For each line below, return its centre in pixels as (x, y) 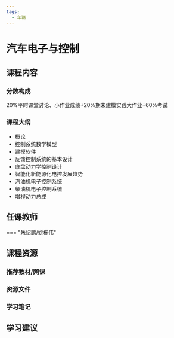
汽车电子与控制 (43, 49)
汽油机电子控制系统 (38, 181)
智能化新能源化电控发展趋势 (49, 173)
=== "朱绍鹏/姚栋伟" (31, 232)
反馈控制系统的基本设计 (44, 159)
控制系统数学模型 (36, 144)
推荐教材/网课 (26, 272)
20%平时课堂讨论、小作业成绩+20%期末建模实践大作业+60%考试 (87, 105)
